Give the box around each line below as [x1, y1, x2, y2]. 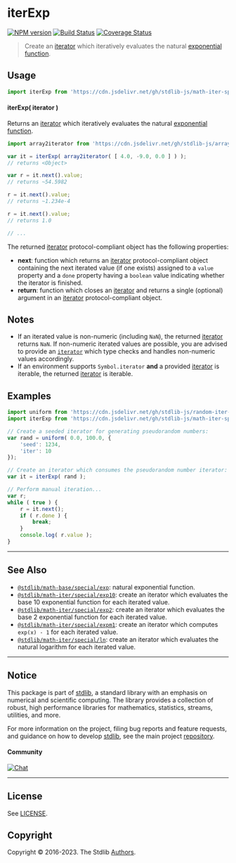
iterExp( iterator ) [7, 103, 58, 112]
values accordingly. [17, 355, 74, 363]
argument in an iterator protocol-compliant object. [17, 293, 163, 301]
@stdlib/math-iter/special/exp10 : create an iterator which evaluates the [17, 590, 228, 599]
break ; [32, 519, 52, 526]
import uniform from [7, 409, 68, 416]
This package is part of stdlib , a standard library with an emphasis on [7, 688, 207, 696]
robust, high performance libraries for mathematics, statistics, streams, [7, 703, 213, 711]
